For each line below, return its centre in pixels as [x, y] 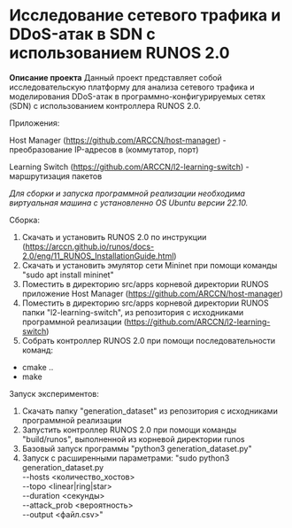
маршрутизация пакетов [56, 176]
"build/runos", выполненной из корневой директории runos [133, 439]
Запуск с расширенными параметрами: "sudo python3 [126, 458]
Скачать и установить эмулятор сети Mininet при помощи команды [150, 265]
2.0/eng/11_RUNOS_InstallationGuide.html [98, 256]
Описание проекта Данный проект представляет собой [116, 77]
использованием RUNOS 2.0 [119, 53]
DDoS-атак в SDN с [83, 34]
